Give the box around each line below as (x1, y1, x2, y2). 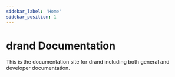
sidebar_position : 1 (6, 14, 57, 20)
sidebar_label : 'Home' (6, 8, 62, 15)
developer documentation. (6, 65, 71, 72)
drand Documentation (6, 39, 116, 52)
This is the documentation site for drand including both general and (6, 58, 170, 65)
